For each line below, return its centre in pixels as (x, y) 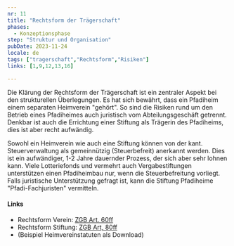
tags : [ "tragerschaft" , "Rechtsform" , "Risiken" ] (78, 60)
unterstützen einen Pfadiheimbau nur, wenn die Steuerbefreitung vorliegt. (114, 173)
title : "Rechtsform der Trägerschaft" (64, 20)
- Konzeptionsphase (42, 33)
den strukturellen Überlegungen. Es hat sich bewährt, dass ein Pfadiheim (113, 100)
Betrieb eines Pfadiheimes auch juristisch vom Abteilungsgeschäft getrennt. (117, 115)
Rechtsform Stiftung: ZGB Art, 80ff (67, 227)
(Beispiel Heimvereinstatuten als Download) (80, 234)
